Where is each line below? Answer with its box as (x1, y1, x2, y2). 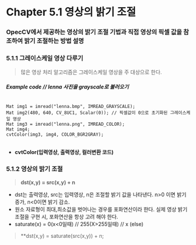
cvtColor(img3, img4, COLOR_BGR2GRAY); (6, 132, 104, 138)
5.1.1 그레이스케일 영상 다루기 (6, 54, 84, 63)
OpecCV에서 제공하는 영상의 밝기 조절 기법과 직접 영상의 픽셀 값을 (6, 28, 182, 36)
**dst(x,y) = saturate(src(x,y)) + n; (20, 232, 104, 239)
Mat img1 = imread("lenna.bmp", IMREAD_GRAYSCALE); (6, 104, 135, 110)
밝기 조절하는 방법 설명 (24, 37, 84, 45)
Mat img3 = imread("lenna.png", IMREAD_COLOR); (6, 122, 125, 128)
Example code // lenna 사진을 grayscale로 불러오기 (6, 83, 129, 90)
